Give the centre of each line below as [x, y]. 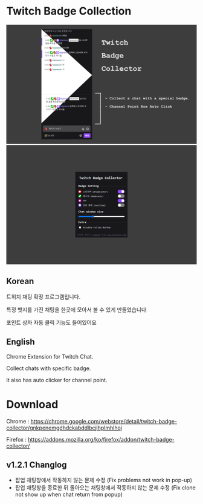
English [21, 342]
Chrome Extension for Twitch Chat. [50, 356]
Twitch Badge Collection [69, 11]
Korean [20, 281]
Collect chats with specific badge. [49, 368]
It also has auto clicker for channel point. [57, 380]
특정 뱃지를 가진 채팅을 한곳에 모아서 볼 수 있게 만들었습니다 [76, 310]
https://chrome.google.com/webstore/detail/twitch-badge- [104, 421]
